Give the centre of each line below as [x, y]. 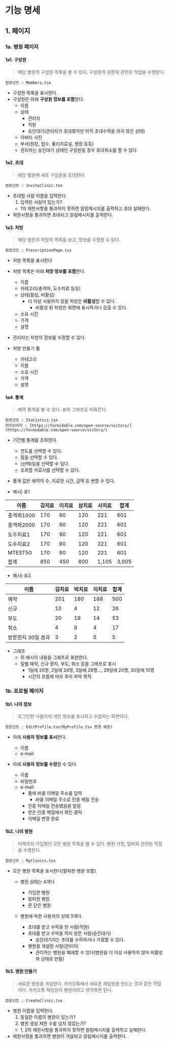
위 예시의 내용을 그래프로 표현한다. [54, 658]
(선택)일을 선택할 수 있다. [45, 464]
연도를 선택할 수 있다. [41, 451]
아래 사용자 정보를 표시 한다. [40, 737]
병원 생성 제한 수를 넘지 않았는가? [53, 1023]
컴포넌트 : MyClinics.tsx [30, 860]
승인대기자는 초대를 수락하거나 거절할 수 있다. [80, 939]
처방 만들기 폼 [26, 348]
